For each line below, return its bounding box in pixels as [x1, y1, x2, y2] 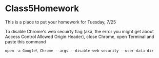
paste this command [5, 39, 46, 44]
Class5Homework [5, 3, 79, 14]
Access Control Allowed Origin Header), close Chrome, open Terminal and [5, 34, 155, 39]
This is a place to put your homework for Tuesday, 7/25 [5, 19, 116, 25]
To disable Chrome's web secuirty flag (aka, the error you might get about [5, 28, 154, 34]
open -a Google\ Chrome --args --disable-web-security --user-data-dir [5, 48, 154, 53]
